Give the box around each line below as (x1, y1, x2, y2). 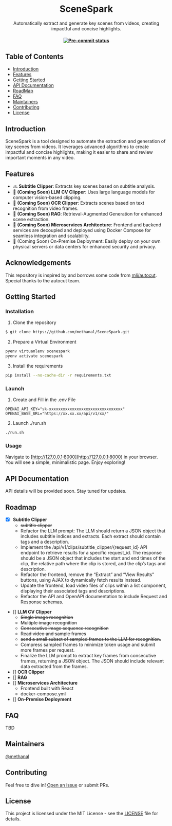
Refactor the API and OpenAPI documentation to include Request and (20, 594, 167, 600)
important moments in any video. (5, 155, 75, 161)
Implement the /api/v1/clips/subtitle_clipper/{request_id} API (20, 544, 148, 550)
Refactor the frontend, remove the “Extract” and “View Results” (20, 571, 155, 578)
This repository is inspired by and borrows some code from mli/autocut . (5, 272, 157, 278)
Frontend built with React (20, 685, 74, 692)
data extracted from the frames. (20, 663, 88, 670)
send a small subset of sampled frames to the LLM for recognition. (20, 636, 162, 642)
